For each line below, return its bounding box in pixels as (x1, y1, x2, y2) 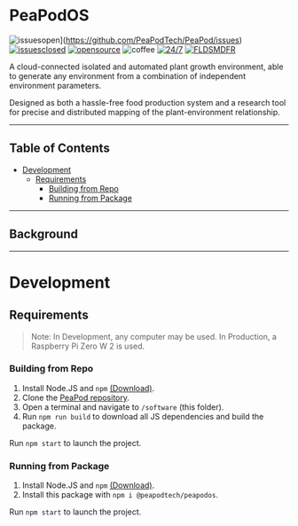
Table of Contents (9, 141, 111, 156)
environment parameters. (9, 80, 102, 90)
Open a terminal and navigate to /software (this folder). (21, 401, 224, 412)
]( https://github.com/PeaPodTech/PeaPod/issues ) (59, 35, 242, 45)
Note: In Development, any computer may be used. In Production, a (30, 331, 278, 342)
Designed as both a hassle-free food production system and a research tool (9, 97, 286, 107)
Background (9, 227, 78, 242)
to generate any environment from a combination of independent (9, 70, 247, 81)
